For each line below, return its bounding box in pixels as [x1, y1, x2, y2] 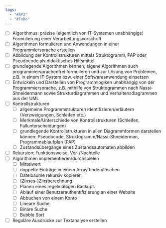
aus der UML [12, 95, 39, 101]
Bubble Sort [19, 212, 45, 218]
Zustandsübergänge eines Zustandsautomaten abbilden [19, 144, 135, 150]
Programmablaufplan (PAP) [19, 139, 76, 145]
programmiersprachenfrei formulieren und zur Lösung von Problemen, [12, 68, 157, 75]
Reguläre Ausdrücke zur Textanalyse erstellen [12, 217, 107, 223]
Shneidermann [12, 90, 43, 96]
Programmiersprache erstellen [12, 47, 75, 53]
